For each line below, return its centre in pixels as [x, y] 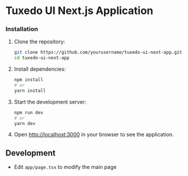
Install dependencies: [40, 69]
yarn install [30, 91]
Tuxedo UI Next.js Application [79, 11]
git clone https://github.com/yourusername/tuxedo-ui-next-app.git [98, 53]
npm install [28, 80]
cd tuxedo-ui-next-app [42, 58]
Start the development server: [50, 102]
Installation [22, 29]
